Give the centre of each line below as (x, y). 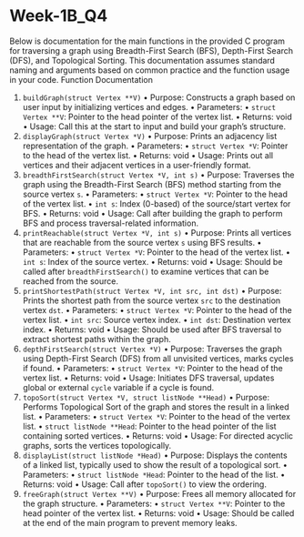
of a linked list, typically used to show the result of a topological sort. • (155, 464)
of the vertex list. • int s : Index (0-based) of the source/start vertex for (157, 203)
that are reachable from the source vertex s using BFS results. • (142, 242)
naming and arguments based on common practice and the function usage (150, 70)
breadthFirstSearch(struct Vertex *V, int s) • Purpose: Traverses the (158, 175)
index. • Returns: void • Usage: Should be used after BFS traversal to (152, 329)
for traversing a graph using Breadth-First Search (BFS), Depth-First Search (152, 50)
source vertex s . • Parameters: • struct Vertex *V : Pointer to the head (155, 194)
